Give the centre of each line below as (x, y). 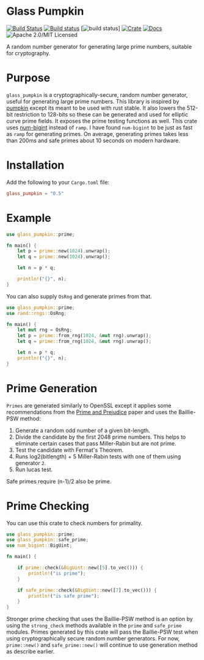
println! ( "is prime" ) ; (57, 573)
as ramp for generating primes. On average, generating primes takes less (97, 134)
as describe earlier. (31, 651)
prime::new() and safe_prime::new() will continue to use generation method (102, 645)
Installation (35, 165)
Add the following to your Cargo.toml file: (58, 182)
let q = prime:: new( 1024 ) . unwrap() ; (64, 257)
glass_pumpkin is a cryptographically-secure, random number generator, (97, 95)
